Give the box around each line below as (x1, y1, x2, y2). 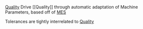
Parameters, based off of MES (5, 9, 66, 15)
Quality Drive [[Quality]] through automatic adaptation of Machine (5, 4, 139, 10)
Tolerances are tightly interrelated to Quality (5, 19, 94, 24)
